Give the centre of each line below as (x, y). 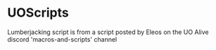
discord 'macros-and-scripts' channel (62, 39)
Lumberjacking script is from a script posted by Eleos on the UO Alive (108, 32)
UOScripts (38, 13)
